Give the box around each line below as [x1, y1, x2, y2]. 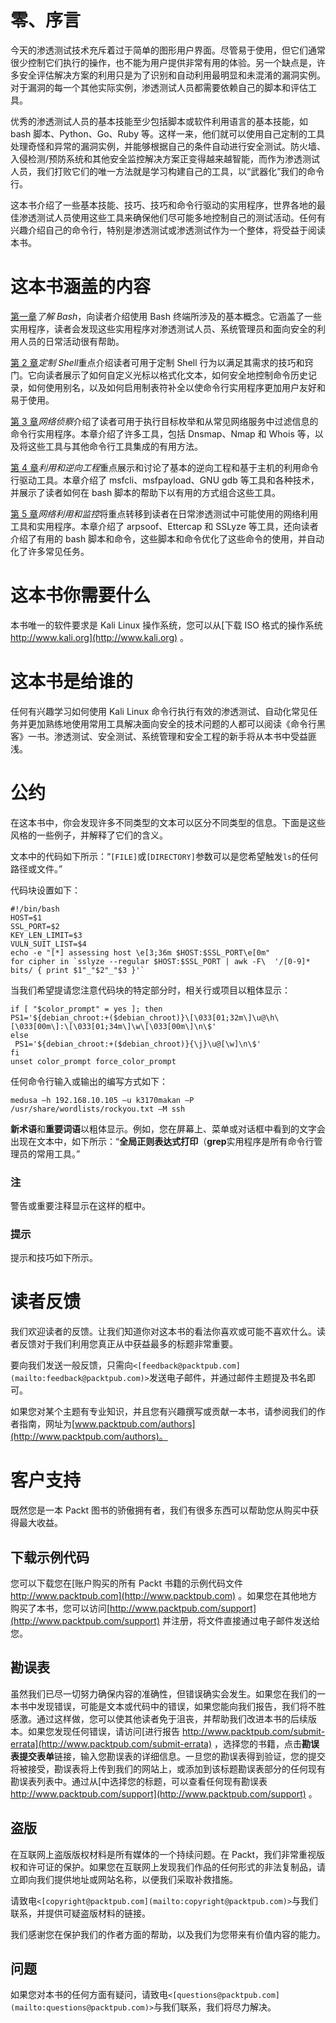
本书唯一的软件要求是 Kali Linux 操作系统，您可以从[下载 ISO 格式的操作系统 [10, 619, 323, 631]
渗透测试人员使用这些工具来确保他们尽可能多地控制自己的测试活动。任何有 [18, 211, 326, 223]
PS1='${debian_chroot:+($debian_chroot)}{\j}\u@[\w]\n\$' [14, 1039, 262, 1049]
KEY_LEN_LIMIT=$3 [10, 930, 83, 940]
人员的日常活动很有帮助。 [18, 335, 125, 347]
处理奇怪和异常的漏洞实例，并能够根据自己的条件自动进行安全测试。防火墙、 [10, 140, 326, 152]
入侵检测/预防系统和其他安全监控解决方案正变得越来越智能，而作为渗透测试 [10, 152, 321, 165]
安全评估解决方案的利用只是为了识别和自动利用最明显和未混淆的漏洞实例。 [18, 69, 326, 81]
